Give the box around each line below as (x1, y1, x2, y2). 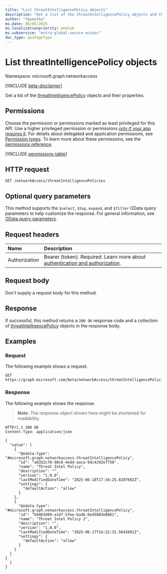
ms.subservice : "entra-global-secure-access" (5, 30, 101, 35)
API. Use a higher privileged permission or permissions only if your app (5, 125, 151, 131)
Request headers (5, 230, 60, 239)
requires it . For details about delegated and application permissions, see (5, 131, 153, 137)
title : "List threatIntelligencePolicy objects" (5, 7, 108, 12)
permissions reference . (5, 141, 53, 147)
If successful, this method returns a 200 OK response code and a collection (5, 317, 158, 323)
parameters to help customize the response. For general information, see (5, 210, 155, 217)
